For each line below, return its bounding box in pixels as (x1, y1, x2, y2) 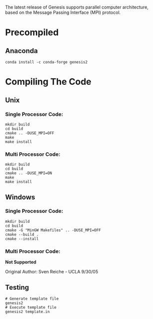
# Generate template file (5, 296, 59, 301)
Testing (5, 283, 29, 292)
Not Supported (5, 259, 36, 265)
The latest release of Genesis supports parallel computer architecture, (5, 4, 149, 10)
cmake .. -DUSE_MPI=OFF (5, 130, 55, 135)
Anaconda (5, 47, 38, 55)
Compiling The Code (5, 76, 92, 87)
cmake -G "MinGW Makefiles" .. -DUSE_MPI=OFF (5, 228, 101, 233)
